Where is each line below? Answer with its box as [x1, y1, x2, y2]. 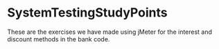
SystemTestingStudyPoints [7, 5, 168, 21]
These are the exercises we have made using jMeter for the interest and [7, 28, 213, 36]
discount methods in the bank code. [7, 35, 110, 43]
